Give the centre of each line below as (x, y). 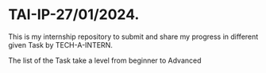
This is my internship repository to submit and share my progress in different (133, 36)
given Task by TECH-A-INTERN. (60, 44)
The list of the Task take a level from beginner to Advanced (105, 60)
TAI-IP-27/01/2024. (74, 15)
